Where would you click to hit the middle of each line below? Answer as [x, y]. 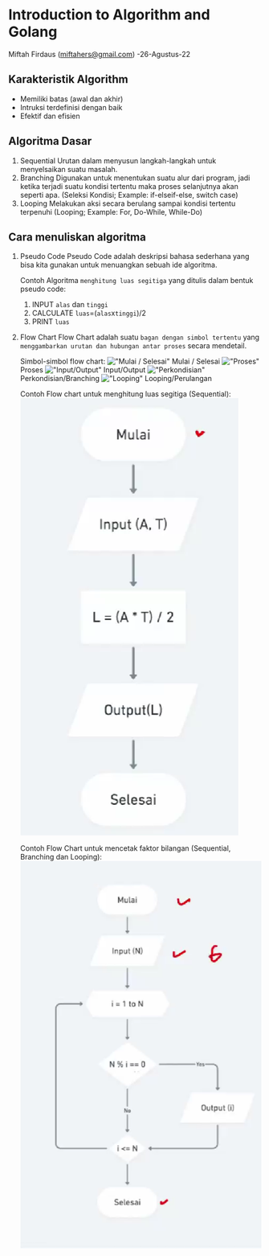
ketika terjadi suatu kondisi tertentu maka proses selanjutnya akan [129, 186]
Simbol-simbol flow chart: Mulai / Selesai [120, 361]
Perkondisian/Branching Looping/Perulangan [116, 379]
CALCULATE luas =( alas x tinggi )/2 [89, 313]
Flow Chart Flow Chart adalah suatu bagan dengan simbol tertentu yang [139, 337]
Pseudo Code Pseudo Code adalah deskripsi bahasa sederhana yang [134, 257]
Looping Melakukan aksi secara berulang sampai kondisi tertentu [128, 203]
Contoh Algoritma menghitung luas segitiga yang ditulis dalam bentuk [137, 281]
